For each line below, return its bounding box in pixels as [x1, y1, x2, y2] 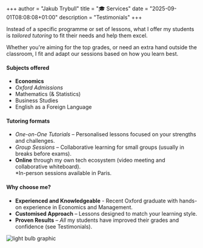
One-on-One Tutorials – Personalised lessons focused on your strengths [15, 131, 196, 138]
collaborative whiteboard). [15, 163, 81, 170]
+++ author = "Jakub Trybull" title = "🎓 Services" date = [6, 5, 148, 12]
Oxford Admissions [15, 84, 64, 91]
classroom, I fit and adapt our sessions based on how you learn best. [6, 50, 179, 57]
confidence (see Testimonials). [15, 222, 93, 230]
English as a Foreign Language [15, 103, 92, 111]
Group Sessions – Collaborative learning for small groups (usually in [15, 143, 185, 151]
